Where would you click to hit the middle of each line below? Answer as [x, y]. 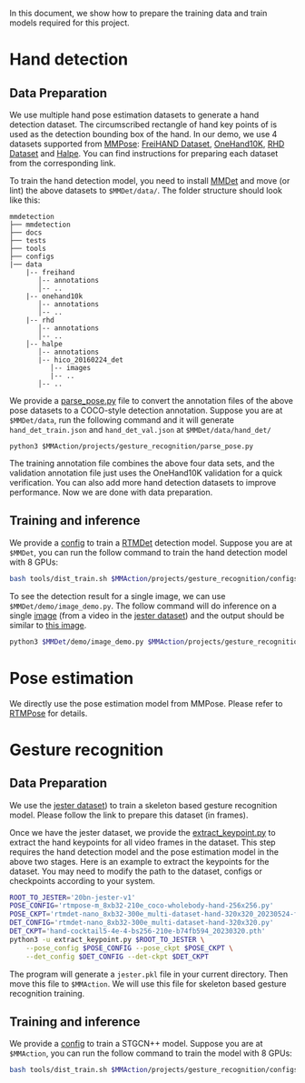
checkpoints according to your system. [83, 880]
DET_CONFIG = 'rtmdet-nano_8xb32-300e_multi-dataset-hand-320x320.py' [142, 923]
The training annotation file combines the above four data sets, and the [142, 463]
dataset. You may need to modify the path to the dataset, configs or [136, 871]
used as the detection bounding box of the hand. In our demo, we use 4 [143, 134]
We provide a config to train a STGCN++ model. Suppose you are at [136, 1044]
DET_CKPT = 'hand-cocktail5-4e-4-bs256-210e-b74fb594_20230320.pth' [138, 931]
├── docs [26, 233]
